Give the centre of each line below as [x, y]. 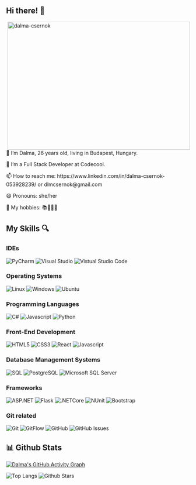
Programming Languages [43, 304]
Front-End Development [41, 332]
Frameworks [24, 388]
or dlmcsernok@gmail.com [70, 184]
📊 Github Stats [34, 447]
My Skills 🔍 [28, 229]
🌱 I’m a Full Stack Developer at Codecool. [56, 164]
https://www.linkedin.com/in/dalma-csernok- [111, 176]
